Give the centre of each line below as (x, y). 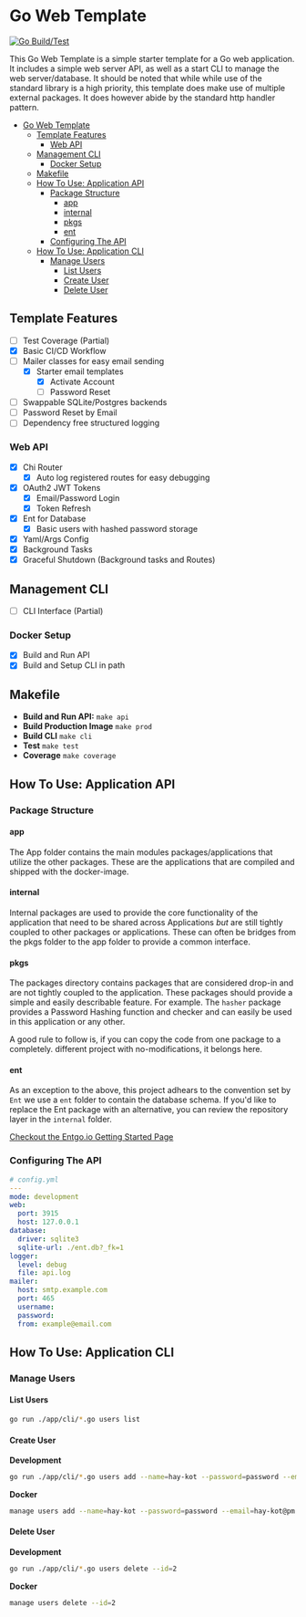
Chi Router (42, 467)
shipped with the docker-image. (69, 871)
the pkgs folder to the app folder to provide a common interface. (130, 942)
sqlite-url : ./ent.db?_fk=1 (71, 1247)
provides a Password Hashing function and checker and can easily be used (151, 1012)
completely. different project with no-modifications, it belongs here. (136, 1049)
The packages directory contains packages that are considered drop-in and (152, 983)
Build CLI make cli (57, 736)
